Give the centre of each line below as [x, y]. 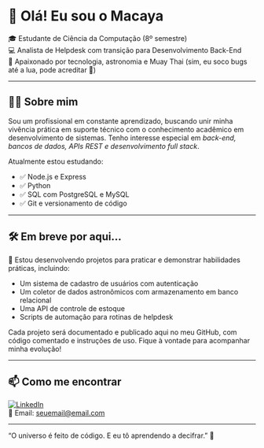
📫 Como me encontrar [65, 381]
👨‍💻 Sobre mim [43, 102]
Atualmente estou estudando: [56, 161]
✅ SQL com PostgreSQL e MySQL [74, 194]
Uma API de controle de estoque [72, 308]
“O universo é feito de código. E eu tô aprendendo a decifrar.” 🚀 [111, 435]
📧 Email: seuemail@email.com [57, 413]
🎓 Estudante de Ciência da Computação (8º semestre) [98, 38]
